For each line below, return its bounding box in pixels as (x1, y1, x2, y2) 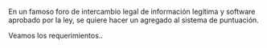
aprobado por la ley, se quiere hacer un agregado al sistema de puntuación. (8, 15, 259, 25)
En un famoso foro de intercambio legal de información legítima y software (8, 7, 256, 16)
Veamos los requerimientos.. (8, 31, 103, 40)
